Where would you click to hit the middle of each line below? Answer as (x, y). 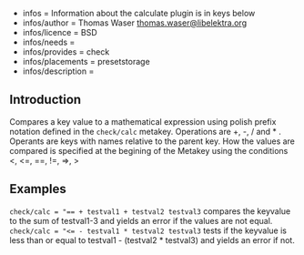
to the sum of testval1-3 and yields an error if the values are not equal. (141, 220)
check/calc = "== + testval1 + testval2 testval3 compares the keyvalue (150, 211)
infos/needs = (49, 42)
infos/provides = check (66, 52)
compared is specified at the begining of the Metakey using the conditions (149, 150)
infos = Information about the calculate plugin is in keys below (139, 13)
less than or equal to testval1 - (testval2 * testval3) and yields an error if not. (152, 240)
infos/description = (58, 71)
